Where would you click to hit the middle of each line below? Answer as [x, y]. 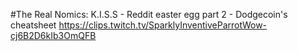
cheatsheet [33, 25]
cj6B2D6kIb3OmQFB [53, 35]
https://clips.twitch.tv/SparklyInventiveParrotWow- [163, 25]
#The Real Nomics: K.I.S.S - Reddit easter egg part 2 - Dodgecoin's [149, 14]
